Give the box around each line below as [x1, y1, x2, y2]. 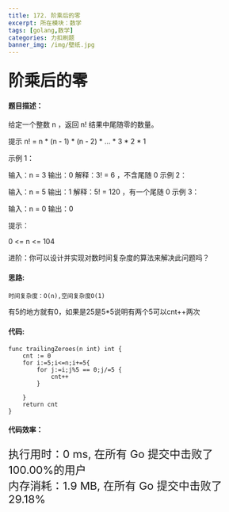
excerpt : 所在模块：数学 [8, 19, 82, 27]
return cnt [22, 400, 59, 408]
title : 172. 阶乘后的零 [8, 11, 81, 20]
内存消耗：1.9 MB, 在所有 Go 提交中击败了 [8, 479, 223, 493]
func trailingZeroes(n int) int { [8, 345, 123, 353]
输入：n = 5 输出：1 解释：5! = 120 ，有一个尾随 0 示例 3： [8, 187, 200, 197]
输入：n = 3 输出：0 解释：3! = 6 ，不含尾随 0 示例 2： [8, 170, 188, 180]
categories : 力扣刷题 [8, 33, 75, 42]
